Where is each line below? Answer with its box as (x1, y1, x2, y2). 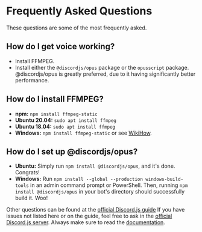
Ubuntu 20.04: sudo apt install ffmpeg (14, 116, 116, 124)
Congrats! (14, 169, 40, 176)
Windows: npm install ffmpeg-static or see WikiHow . (14, 129, 152, 136)
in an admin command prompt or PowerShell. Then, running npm (30, 182, 188, 189)
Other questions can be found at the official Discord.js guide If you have (6, 206, 185, 213)
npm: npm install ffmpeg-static (14, 110, 98, 117)
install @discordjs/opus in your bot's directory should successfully (14, 188, 185, 195)
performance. (14, 76, 49, 84)
